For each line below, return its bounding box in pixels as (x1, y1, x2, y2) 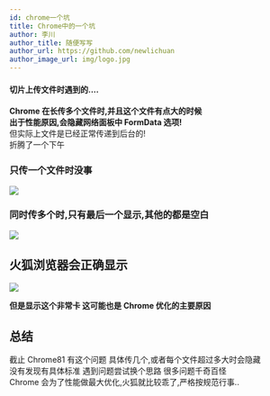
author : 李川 (9, 30, 56, 39)
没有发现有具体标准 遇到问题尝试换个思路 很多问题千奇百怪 (9, 365, 227, 376)
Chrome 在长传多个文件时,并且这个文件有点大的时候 (9, 105, 202, 117)
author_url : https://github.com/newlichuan (9, 47, 175, 56)
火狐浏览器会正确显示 (9, 257, 128, 273)
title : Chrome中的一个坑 (9, 22, 96, 31)
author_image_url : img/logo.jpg (9, 55, 130, 64)
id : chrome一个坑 (9, 13, 70, 22)
